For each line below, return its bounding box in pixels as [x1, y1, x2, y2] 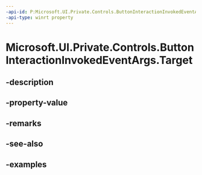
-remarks [5, 118, 42, 129]
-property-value [5, 98, 68, 108]
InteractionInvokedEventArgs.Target [5, 53, 193, 67]
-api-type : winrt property [5, 14, 74, 21]
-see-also [5, 139, 43, 149]
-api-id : [5, 8, 28, 15]
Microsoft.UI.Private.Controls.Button [5, 40, 194, 54]
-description [5, 77, 54, 87]
